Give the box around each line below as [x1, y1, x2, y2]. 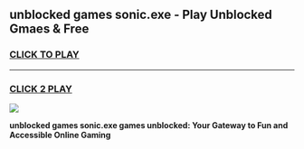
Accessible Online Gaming [9, 129, 111, 140]
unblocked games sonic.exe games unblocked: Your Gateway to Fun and [9, 119, 289, 130]
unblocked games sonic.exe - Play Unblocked [9, 7, 273, 23]
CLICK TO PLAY [9, 49, 80, 61]
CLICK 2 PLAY [9, 82, 72, 95]
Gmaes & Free [9, 22, 90, 37]
